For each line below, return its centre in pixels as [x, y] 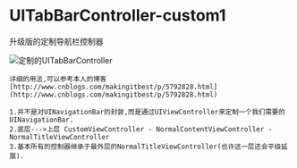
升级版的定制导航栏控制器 [56, 41]
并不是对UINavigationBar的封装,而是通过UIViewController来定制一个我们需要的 [152, 112]
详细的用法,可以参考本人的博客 [58, 79]
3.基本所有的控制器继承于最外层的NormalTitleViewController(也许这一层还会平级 [145, 147]
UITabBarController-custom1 [118, 16]
